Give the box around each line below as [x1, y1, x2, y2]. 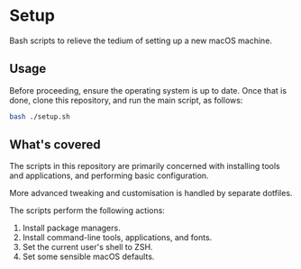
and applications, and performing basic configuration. [9, 170, 209, 181]
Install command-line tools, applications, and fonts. [22, 232, 213, 243]
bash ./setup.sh [9, 112, 70, 121]
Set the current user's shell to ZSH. [22, 242, 153, 253]
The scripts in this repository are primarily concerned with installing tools [9, 161, 281, 172]
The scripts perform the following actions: [9, 205, 165, 216]
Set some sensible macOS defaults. [22, 251, 155, 262]
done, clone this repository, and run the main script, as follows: [9, 94, 243, 105]
